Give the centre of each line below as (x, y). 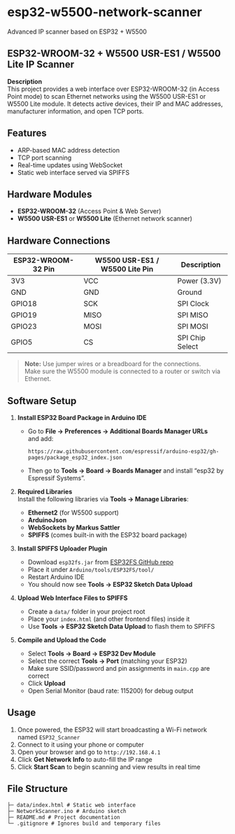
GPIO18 (24, 304)
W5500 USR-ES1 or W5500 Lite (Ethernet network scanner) (105, 218)
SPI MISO (193, 315)
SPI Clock (193, 304)
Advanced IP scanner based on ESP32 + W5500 (77, 32)
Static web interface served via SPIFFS (73, 172)
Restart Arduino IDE (56, 577)
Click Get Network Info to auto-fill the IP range (85, 759)
